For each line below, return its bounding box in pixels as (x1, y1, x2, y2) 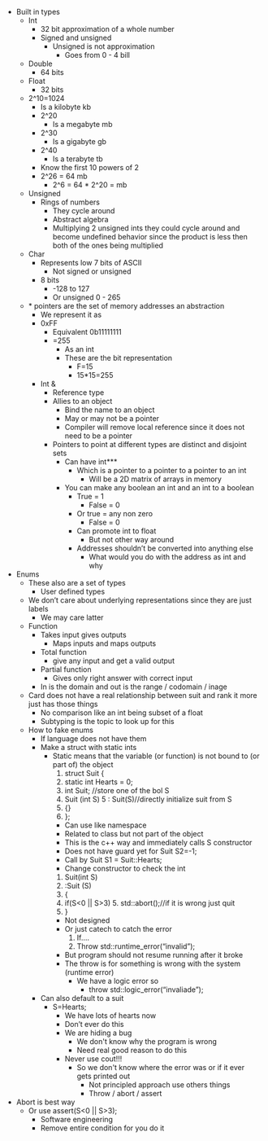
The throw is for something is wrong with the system (64, 959, 241, 968)
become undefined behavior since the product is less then (52, 232, 248, 241)
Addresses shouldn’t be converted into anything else (76, 543, 253, 553)
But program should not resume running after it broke (64, 950, 244, 959)
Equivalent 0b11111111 (52, 327, 122, 336)
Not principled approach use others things (89, 1080, 231, 1090)
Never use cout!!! (64, 1054, 123, 1064)
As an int (64, 344, 95, 353)
